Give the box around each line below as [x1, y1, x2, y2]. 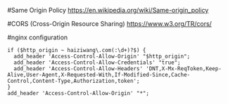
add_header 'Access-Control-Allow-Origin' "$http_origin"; [13, 53, 191, 60]
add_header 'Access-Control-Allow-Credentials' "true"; [13, 59, 181, 66]
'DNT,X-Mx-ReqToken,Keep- [145, 65, 222, 72]
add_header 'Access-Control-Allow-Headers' [13, 65, 143, 72]
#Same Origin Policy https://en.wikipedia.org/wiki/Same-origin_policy [7, 6, 209, 14]
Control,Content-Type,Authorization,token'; [7, 77, 140, 84]
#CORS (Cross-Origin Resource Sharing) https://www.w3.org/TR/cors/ [7, 20, 213, 27]
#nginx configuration [7, 33, 68, 41]
